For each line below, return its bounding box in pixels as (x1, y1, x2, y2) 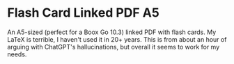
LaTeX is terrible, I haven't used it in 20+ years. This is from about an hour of (7, 35, 227, 43)
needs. (7, 50, 27, 58)
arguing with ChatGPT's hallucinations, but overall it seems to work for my (7, 42, 220, 51)
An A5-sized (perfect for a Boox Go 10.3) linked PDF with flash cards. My (7, 28, 217, 36)
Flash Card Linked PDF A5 (7, 5, 160, 21)
